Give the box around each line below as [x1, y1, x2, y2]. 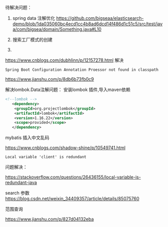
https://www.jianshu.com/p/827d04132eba [5, 216, 94, 222]
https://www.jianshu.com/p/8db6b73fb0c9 [5, 76, 94, 82]
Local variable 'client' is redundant [5, 155, 87, 160]
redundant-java [5, 179, 37, 186]
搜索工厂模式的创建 [12, 37, 53, 42]
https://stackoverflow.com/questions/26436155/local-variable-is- [5, 174, 141, 180]
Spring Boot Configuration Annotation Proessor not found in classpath [5, 67, 158, 72]
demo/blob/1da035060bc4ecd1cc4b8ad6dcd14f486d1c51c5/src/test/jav [12, 21, 163, 27]
